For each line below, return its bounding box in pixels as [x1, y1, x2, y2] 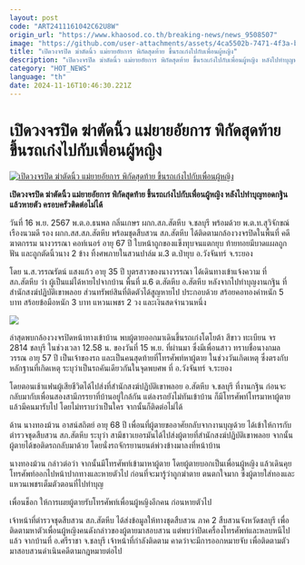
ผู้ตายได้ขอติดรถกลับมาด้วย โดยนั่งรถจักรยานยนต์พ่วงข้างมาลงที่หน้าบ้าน [9, 440, 221, 451]
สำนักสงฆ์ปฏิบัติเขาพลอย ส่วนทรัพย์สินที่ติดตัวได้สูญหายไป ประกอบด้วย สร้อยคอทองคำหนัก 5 [9, 286, 284, 297]
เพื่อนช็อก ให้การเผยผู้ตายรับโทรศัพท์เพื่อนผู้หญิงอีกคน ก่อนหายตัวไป [9, 496, 212, 507]
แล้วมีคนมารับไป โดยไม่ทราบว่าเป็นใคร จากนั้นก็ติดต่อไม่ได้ [9, 401, 183, 411]
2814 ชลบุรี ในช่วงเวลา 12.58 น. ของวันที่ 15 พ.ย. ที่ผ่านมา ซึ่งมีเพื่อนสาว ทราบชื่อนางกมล [9, 342, 281, 352]
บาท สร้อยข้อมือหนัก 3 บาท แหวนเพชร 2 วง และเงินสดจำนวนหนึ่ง [9, 296, 207, 307]
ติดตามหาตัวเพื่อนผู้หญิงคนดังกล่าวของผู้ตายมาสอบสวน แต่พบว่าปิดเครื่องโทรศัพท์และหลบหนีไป [9, 524, 290, 536]
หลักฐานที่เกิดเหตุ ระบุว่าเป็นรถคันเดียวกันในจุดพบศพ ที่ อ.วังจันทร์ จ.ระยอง [9, 362, 232, 373]
